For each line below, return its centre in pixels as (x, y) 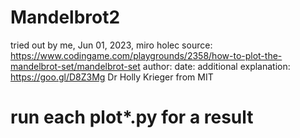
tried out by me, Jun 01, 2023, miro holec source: (111, 45)
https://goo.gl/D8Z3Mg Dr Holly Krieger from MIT (112, 77)
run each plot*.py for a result (132, 117)
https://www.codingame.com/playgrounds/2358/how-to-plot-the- (146, 55)
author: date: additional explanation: (216, 66)
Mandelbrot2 (65, 17)
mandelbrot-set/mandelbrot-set (75, 66)
